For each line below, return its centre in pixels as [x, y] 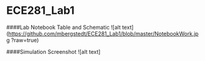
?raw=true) [25, 40]
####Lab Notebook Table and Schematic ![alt [63, 27]
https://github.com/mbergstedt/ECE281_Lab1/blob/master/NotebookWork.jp [103, 33]
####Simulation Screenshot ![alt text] [53, 51]
